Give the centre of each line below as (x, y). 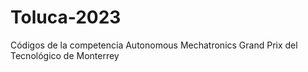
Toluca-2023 (66, 17)
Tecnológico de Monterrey (65, 55)
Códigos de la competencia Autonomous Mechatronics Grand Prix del (154, 45)
